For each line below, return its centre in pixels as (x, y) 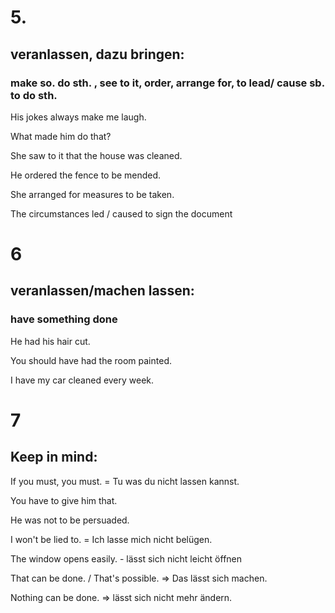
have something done (64, 319)
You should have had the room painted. (91, 360)
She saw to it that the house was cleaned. (96, 155)
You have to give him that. (64, 500)
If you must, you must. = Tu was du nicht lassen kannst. (125, 481)
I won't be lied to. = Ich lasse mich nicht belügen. (111, 539)
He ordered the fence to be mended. (86, 175)
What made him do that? (61, 136)
